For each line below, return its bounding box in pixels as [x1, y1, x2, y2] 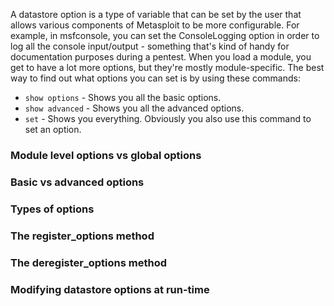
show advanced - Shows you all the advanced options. [24, 102, 245, 114]
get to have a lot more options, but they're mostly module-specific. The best [10, 62, 325, 73]
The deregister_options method [10, 255, 168, 269]
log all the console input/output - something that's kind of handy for [10, 40, 290, 52]
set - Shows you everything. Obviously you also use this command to [24, 113, 312, 124]
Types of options [10, 202, 95, 216]
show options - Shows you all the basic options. [24, 92, 222, 103]
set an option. [24, 124, 82, 135]
